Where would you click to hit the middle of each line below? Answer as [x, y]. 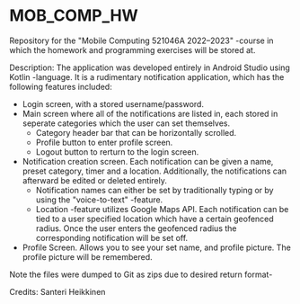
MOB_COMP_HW [74, 16]
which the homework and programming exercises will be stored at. [132, 49]
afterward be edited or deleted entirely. [95, 180]
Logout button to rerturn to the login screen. [117, 152]
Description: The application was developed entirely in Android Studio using [150, 67]
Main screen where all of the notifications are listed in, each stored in [150, 113]
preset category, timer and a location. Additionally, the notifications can [154, 171]
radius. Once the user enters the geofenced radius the [136, 228]
